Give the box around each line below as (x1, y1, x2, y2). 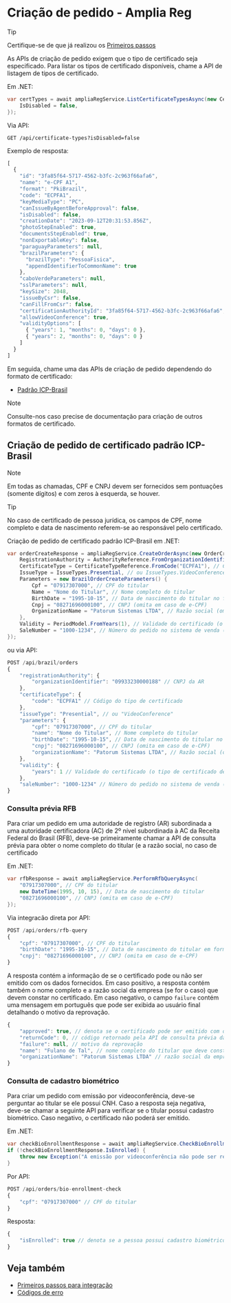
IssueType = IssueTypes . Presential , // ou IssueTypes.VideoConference (19, 569, 226, 577)
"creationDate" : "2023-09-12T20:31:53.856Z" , (19, 217, 153, 225)
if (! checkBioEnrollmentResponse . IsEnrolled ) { (7, 1147, 146, 1154)
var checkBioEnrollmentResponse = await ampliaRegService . (7, 1140, 180, 1148)
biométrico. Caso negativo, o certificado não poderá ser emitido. (7, 1114, 190, 1122)
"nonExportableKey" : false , (19, 237, 100, 244)
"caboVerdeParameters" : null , (19, 275, 107, 282)
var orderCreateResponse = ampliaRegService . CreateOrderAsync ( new (7, 550, 201, 557)
